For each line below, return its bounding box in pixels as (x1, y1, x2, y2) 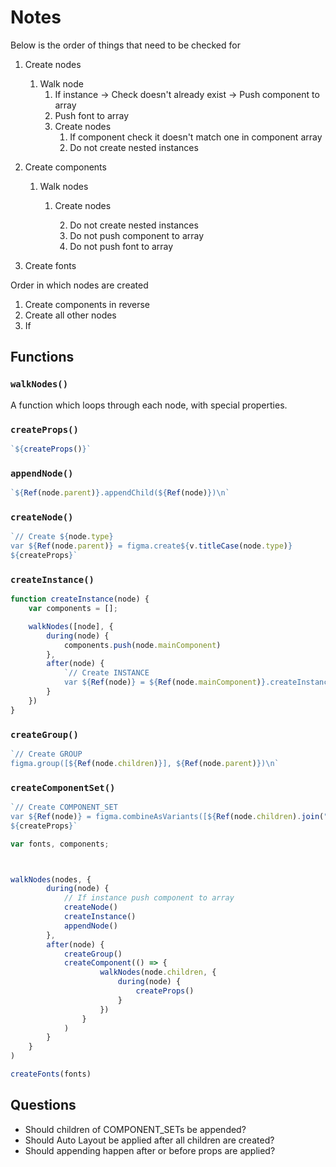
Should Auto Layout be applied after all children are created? (24, 1134, 275, 1146)
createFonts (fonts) (10, 1069, 92, 1080)
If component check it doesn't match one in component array (69, 131, 323, 143)
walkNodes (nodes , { (10, 874, 92, 885)
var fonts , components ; (10, 839, 110, 849)
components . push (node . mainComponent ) (63, 640, 222, 650)
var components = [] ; (28, 604, 118, 614)
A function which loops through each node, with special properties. (10, 399, 288, 411)
